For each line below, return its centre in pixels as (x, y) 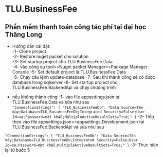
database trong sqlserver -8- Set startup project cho (65, 82)
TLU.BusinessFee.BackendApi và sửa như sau (58, 127)
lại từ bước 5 (18, 150)
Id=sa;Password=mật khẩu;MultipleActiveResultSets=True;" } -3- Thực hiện (82, 145)
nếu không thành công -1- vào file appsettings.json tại (66, 97)
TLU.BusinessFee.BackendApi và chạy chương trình (64, 87)
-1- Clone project (29, 51)
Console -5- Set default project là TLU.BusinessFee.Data (69, 72)
